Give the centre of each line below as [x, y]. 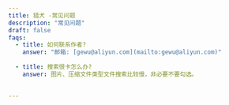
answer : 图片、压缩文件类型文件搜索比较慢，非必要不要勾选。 [110, 74]
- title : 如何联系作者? [51, 45]
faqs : [17, 37]
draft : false [30, 30]
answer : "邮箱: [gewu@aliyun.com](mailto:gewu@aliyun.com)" [122, 52]
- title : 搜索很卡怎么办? [54, 67]
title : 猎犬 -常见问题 [42, 15]
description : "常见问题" [47, 23]
